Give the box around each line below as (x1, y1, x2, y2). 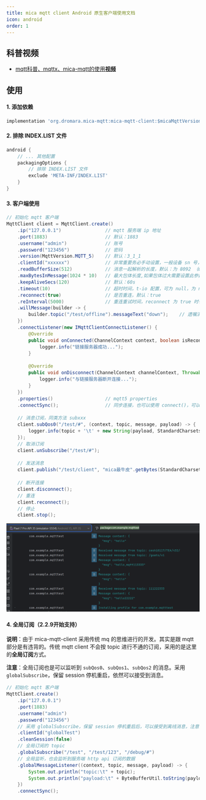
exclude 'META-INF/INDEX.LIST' (28, 172, 109, 179)
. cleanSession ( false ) (17, 736, 72, 742)
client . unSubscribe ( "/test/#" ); (17, 447, 100, 453)
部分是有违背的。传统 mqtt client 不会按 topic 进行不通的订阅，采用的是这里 (6, 643, 197, 650)
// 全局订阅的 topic (17, 743, 66, 749)
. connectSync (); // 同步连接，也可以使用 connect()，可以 (17, 402, 200, 408)
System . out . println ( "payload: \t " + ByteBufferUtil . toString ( (28, 775, 188, 782)
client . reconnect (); (17, 499, 70, 506)
